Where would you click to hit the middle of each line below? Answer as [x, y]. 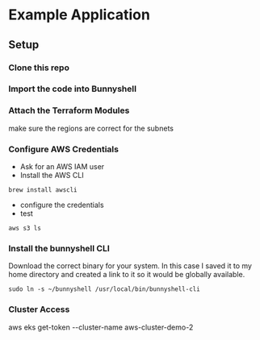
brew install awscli [43, 190]
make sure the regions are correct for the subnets [91, 128]
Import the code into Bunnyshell [73, 89]
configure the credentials [62, 205]
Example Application [80, 15]
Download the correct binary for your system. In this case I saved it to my [130, 266]
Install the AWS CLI [52, 176]
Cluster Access [39, 309]
